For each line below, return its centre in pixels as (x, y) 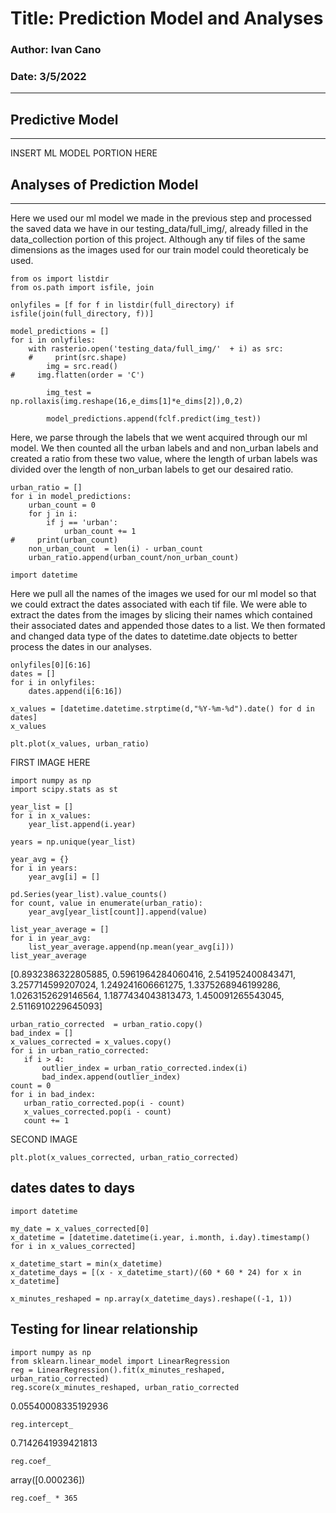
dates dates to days (73, 1188)
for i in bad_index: (53, 1095)
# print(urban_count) (64, 540)
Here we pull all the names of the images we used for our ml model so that (163, 594)
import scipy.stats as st (64, 790)
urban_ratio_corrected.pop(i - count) (104, 1103)
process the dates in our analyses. (81, 647)
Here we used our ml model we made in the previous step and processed (161, 218)
